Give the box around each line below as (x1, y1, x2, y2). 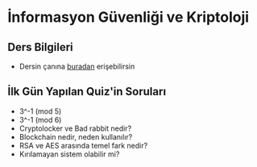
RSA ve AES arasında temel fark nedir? (19, 140, 148, 150)
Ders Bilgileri (7, 40, 73, 54)
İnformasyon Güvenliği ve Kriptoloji (7, 8, 250, 27)
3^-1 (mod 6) (19, 115, 62, 124)
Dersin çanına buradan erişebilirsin (19, 61, 135, 71)
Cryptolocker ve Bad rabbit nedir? (19, 123, 132, 133)
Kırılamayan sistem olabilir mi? (19, 149, 120, 159)
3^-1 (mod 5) (19, 106, 62, 116)
